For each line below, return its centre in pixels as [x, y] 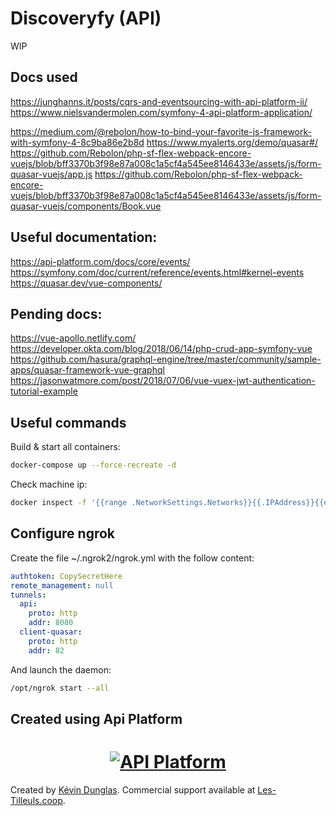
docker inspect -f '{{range [69, 503]
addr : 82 [46, 650]
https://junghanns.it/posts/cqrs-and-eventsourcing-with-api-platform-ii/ [159, 101]
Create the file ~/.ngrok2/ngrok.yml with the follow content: [132, 558]
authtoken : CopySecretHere [66, 576]
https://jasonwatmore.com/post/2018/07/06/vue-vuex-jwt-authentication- [163, 381]
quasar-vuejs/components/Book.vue [86, 206]
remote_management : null [62, 585]
